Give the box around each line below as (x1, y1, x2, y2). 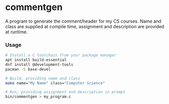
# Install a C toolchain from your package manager (5, 53, 116, 58)
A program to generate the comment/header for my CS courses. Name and (5, 18, 162, 24)
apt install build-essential (5, 57, 67, 63)
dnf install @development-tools (5, 62, 73, 67)
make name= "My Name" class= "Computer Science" (5, 80, 105, 85)
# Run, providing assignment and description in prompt (5, 89, 125, 94)
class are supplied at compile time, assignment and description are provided (5, 23, 164, 29)
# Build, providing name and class (5, 76, 80, 81)
